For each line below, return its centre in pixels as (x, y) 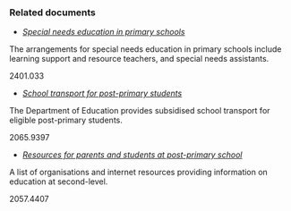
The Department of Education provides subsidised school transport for (140, 111)
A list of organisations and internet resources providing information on (139, 173)
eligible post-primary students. (66, 120)
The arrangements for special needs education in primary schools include (145, 49)
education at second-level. (59, 181)
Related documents (53, 13)
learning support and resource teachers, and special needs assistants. (139, 59)
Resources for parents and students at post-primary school (132, 155)
